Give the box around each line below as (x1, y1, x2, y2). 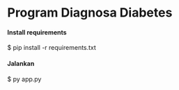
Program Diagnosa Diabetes (7, 5, 173, 21)
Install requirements (7, 28, 68, 36)
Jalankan (7, 59, 35, 67)
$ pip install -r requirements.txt (7, 44, 96, 52)
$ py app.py (7, 75, 42, 83)
